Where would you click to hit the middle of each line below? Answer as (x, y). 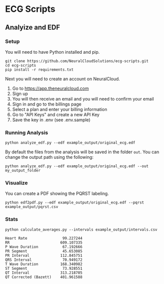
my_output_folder (23, 171)
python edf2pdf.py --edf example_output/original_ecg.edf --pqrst (75, 203)
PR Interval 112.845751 (44, 255)
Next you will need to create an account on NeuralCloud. (63, 79)
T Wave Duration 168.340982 (44, 264)
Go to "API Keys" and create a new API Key (56, 114)
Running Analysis (27, 133)
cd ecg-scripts (21, 65)
